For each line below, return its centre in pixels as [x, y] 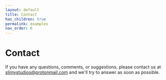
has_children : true [26, 19]
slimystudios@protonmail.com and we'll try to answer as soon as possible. [82, 72]
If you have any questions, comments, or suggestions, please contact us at [83, 67]
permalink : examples [27, 24]
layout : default [22, 10]
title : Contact [21, 14]
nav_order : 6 [19, 28]
